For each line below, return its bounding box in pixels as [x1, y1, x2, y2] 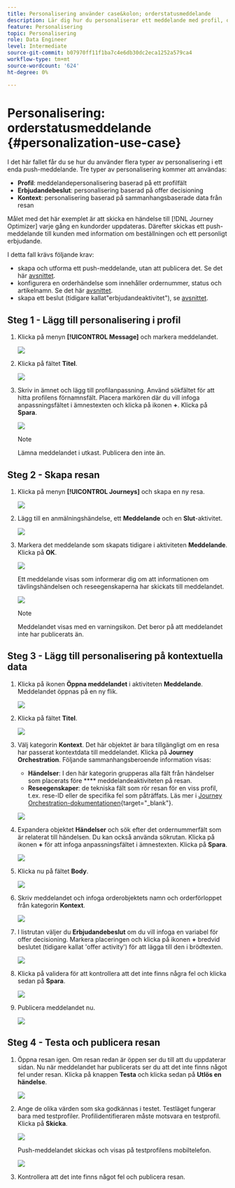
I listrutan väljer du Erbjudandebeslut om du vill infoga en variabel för [17, 928, 219, 936]
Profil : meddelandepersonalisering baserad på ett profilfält [17, 179, 187, 188]
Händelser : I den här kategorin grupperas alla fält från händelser [27, 769, 215, 777]
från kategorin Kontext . [17, 900, 85, 910]
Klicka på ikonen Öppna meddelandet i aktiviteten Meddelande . [17, 679, 204, 688]
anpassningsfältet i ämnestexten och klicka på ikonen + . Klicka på [17, 401, 208, 409]
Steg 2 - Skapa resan [7, 469, 100, 481]
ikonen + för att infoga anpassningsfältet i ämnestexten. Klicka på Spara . [17, 840, 227, 849]
